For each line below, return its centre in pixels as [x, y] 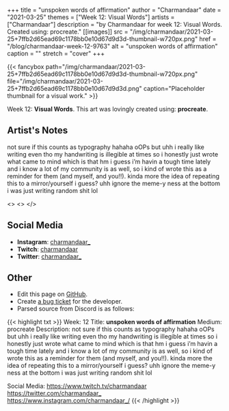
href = [208, 39]
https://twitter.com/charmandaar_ [54, 393]
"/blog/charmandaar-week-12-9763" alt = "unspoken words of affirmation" [112, 46]
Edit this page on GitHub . [52, 294]
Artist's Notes [38, 130]
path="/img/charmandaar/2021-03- [95, 67]
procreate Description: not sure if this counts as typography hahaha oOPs [111, 329]
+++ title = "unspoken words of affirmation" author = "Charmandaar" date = [114, 10]
